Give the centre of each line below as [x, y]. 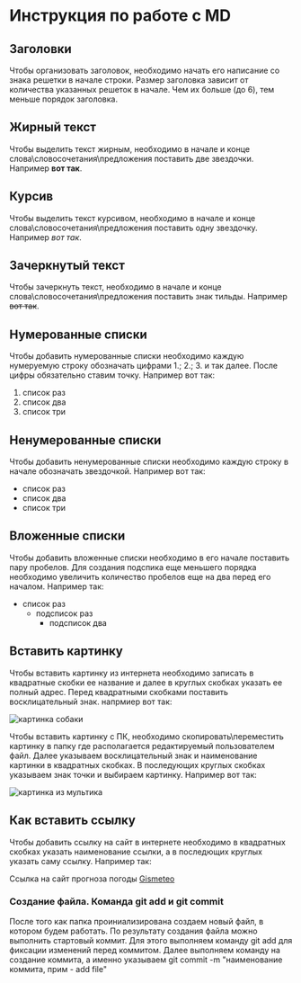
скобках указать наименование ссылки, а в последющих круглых [136, 852]
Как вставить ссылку [73, 821]
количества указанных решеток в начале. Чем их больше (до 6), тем [142, 89]
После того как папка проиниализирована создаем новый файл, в [137, 921]
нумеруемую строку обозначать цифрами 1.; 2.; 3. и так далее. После [144, 366]
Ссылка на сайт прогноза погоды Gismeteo [92, 879]
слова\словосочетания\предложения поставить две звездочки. [132, 158]
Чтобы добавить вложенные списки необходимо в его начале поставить [150, 558]
